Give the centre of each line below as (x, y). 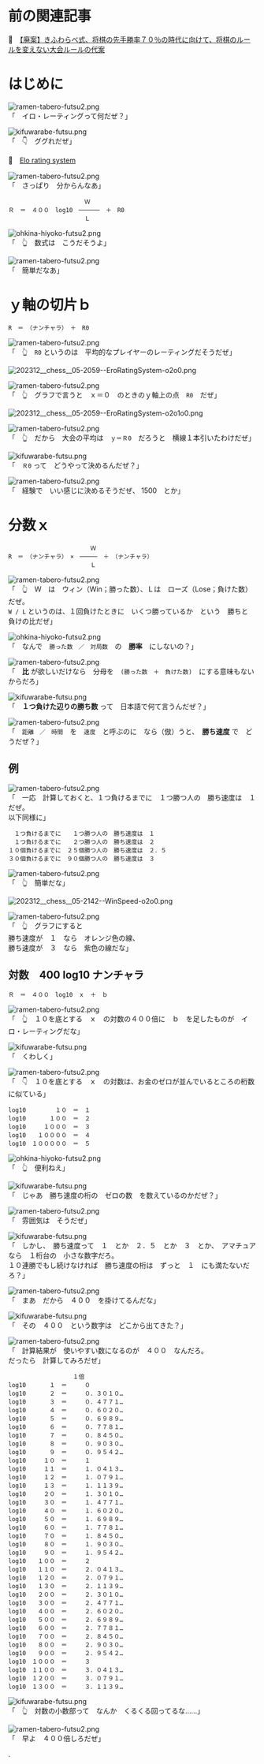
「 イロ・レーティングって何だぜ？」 (70, 116)
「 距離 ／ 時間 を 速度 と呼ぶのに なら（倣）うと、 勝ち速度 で (123, 731)
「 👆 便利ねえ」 (39, 1168)
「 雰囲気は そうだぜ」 (50, 1221)
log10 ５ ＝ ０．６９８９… (66, 1419)
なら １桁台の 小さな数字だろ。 (63, 1255)
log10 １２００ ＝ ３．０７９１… (66, 1679)
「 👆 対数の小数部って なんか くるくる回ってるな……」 (106, 1711)
